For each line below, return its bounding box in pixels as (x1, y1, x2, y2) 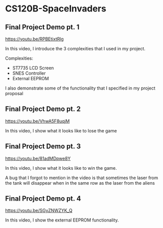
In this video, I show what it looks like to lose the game (5, 127, 117, 133)
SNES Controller (12, 70, 46, 76)
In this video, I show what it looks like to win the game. (5, 165, 117, 171)
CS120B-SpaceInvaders (5, 3, 106, 14)
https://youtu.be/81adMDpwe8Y (5, 155, 71, 161)
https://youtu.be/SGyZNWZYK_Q (5, 208, 73, 214)
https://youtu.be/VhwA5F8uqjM (5, 118, 70, 124)
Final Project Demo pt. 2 (5, 105, 81, 114)
